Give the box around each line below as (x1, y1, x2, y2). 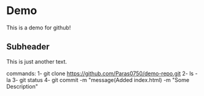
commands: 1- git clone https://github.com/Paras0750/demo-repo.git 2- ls (6, 70, 194, 77)
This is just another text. (6, 57, 67, 65)
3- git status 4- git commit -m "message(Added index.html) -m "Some (12, 76, 190, 83)
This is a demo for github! (6, 24, 71, 31)
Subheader (6, 42, 50, 52)
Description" (6, 83, 39, 90)
